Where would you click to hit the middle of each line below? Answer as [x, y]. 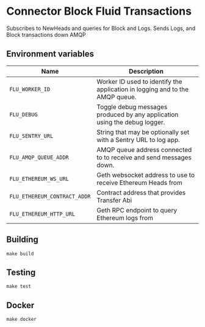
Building [22, 240]
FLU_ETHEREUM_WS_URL [39, 179]
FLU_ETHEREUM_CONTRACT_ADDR [50, 196]
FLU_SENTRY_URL [31, 136]
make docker [21, 320]
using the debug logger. [131, 122]
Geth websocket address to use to [146, 175]
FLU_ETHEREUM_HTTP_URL [42, 214]
